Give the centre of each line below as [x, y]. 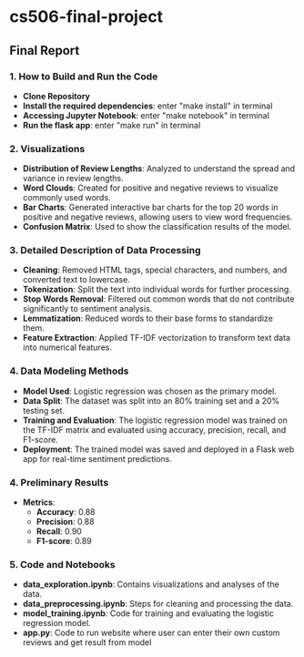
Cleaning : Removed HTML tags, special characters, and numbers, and [155, 270]
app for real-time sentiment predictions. [97, 458]
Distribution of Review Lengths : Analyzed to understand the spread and [159, 169]
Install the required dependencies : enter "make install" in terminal [147, 106]
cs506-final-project [86, 17]
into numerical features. [67, 347]
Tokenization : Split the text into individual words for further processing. [157, 290]
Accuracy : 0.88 [66, 512]
